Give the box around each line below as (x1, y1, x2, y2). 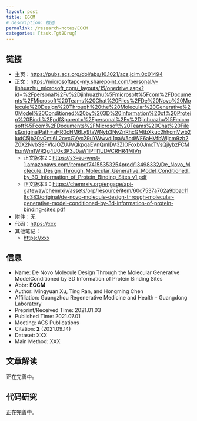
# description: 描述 (6, 19, 55, 25)
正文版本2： (23, 154, 53, 161)
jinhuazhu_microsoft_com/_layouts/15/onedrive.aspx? (14, 84, 144, 91)
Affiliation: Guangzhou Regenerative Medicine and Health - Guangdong (14, 294, 188, 301)
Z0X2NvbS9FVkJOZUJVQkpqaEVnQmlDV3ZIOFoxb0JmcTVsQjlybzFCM (14, 141, 190, 148)
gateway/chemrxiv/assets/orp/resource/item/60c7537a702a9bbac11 (23, 187, 189, 194)
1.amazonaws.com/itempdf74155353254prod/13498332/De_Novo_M (23, 160, 191, 168)
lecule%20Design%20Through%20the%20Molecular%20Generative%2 (14, 103, 191, 110)
